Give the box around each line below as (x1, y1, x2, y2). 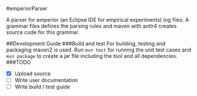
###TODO (6, 59, 31, 66)
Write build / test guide (14, 83, 71, 90)
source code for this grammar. (6, 29, 80, 36)
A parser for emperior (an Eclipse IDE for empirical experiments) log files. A (6, 16, 189, 23)
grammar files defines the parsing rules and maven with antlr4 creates (6, 23, 177, 29)
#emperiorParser (6, 5, 48, 12)
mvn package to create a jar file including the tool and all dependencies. (6, 53, 178, 59)
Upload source (14, 70, 51, 77)
